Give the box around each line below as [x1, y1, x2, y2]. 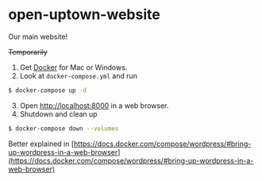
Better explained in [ [8, 139, 75, 148]
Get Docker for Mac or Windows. [19, 62, 128, 72]
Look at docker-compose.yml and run [19, 71, 137, 80]
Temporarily [8, 47, 48, 56]
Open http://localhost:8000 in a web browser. [19, 101, 169, 110]
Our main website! [8, 32, 68, 41]
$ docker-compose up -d [8, 86, 87, 94]
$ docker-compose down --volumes [8, 125, 119, 133]
